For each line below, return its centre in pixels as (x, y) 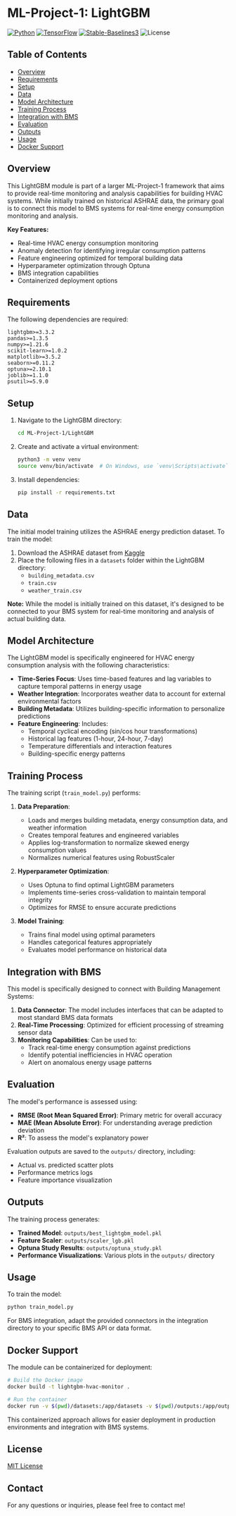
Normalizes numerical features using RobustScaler (101, 858)
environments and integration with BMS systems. (78, 1427)
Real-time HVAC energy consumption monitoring (88, 243)
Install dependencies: (48, 479)
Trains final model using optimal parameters (92, 935)
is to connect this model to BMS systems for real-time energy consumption (116, 208)
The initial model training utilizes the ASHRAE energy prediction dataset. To (116, 531)
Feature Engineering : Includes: (63, 724)
